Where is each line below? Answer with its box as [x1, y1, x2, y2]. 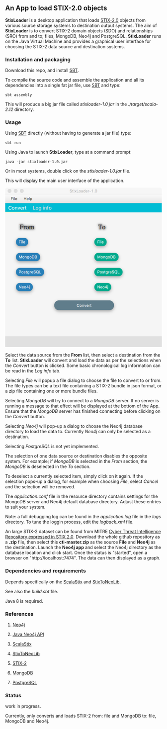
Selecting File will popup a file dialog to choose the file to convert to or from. [5, 377, 162, 383]
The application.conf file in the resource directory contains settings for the [5, 493, 158, 499]
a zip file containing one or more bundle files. [5, 388, 98, 394]
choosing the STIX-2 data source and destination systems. [5, 43, 125, 49]
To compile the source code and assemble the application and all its [5, 77, 145, 83]
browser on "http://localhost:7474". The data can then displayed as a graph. [5, 555, 161, 561]
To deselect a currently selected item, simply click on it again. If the [5, 473, 143, 479]
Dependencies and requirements [5, 567, 86, 574]
